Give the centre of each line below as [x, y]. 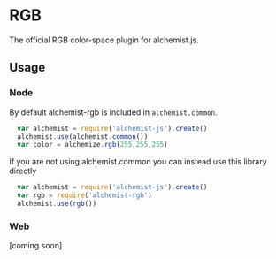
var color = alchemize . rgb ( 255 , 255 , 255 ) [92, 145]
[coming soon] [36, 246]
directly [23, 171]
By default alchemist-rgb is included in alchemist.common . [114, 112]
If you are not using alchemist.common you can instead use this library [138, 162]
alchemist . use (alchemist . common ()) [83, 137]
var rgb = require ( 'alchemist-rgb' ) [84, 195]
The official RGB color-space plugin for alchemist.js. [104, 40]
